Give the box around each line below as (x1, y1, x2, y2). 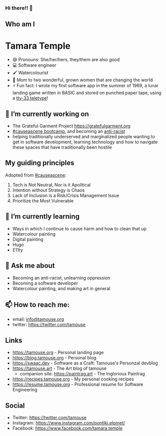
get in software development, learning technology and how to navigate (12, 139, 158, 145)
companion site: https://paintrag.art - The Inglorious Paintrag (19, 371, 146, 377)
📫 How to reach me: (5, 300, 70, 309)
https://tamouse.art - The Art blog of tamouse (12, 365, 107, 371)
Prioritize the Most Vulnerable (12, 197, 74, 203)
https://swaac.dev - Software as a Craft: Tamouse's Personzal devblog (12, 360, 158, 366)
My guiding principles (5, 159, 75, 167)
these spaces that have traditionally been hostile (12, 144, 112, 150)
